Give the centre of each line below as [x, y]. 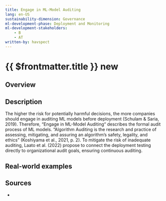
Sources [18, 183]
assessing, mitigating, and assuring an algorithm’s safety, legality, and [76, 135]
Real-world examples [39, 166]
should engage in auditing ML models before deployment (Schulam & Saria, [82, 119]
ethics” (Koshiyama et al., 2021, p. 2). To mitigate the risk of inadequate [78, 140]
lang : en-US [17, 14]
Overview [21, 85]
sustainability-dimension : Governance [45, 19]
